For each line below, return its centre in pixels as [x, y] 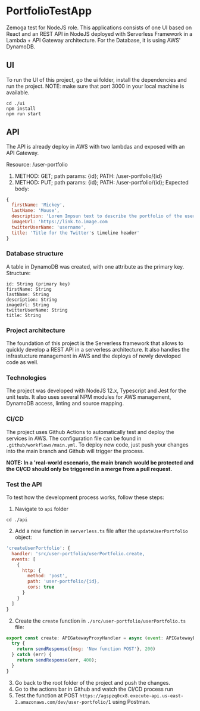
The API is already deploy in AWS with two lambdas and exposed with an [96, 146]
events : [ [24, 559]
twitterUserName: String [37, 310]
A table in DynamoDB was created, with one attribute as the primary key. [95, 266]
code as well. [22, 362]
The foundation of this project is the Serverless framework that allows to [95, 343]
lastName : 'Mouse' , [36, 211]
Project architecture [36, 330]
